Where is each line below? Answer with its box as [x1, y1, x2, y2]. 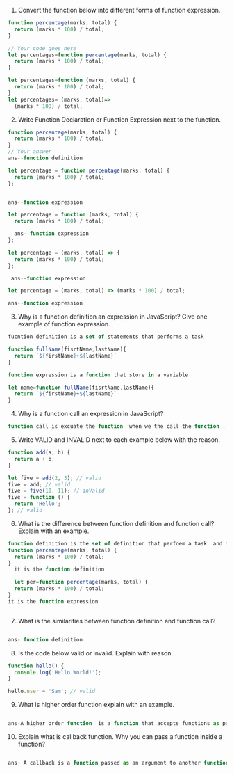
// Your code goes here [8, 45, 77, 51]
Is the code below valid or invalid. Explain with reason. [17, 648, 173, 657]
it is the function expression [8, 598, 99, 605]
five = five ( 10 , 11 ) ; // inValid [8, 487, 105, 495]
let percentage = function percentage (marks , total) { [8, 167, 170, 174]
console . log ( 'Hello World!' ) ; [14, 669, 101, 676]
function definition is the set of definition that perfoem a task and [8, 540, 223, 547]
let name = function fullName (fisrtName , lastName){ [8, 384, 155, 391]
